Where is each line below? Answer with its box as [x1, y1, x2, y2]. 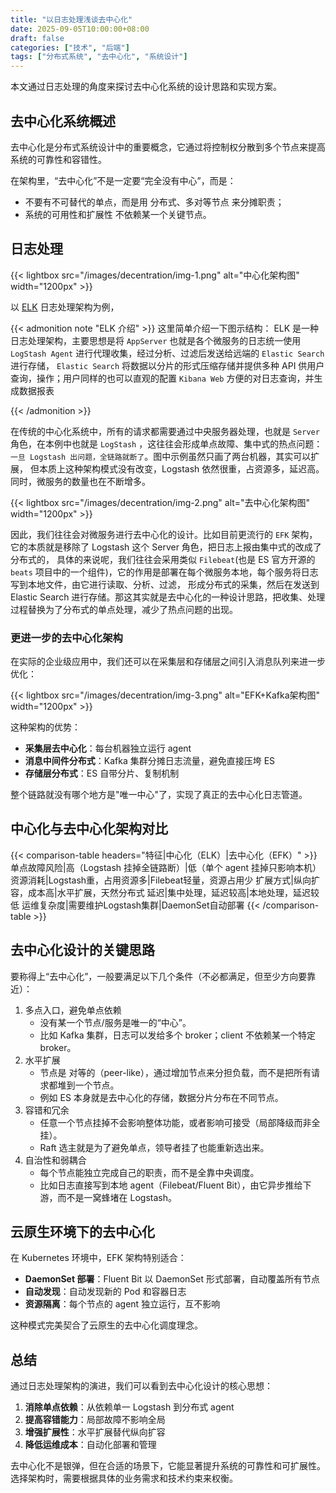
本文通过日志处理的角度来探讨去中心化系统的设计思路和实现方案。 [10, 81, 282, 93]
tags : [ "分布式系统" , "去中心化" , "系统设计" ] [10, 52, 188, 62]
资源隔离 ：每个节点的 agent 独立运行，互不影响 [24, 1298, 221, 1310]
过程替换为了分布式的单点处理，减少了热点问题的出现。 [10, 603, 238, 615]
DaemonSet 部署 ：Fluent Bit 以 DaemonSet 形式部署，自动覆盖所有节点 [24, 1273, 321, 1285]
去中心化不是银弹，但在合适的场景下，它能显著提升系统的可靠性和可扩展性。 [10, 1460, 326, 1472]
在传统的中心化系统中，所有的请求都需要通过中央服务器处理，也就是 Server [10, 425, 320, 437]
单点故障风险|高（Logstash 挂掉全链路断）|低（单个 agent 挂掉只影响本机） [10, 861, 322, 873]
